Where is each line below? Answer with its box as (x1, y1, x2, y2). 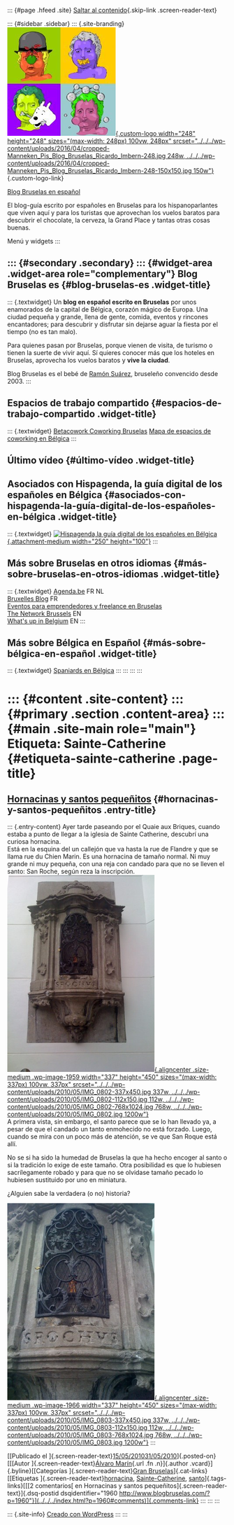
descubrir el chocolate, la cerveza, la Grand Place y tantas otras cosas (7, 216, 211, 224)
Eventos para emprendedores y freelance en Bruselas (7, 601, 163, 610)
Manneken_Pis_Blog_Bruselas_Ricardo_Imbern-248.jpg (7, 152, 166, 160)
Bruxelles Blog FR (7, 594, 58, 603)
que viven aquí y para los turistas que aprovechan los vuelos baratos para (7, 209, 220, 216)
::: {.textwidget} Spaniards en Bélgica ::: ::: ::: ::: (7, 667, 142, 675)
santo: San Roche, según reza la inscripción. (7, 868, 135, 876)
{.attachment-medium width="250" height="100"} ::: (7, 537, 159, 545)
